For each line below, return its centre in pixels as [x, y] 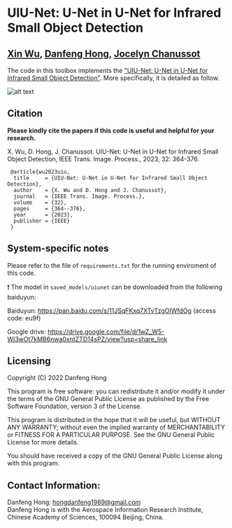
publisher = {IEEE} [42, 221]
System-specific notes [58, 249]
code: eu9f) [24, 318]
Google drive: [27, 332]
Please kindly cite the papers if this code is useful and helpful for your [111, 130]
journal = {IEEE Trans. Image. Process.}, [79, 196]
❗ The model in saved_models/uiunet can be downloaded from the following [115, 287]
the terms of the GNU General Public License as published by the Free [108, 399]
